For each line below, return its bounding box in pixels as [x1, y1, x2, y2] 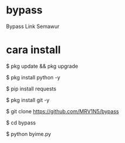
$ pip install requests [6, 85, 57, 92]
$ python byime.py [6, 130, 51, 137]
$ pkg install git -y [6, 96, 50, 103]
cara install [6, 43, 61, 57]
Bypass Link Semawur [6, 23, 60, 30]
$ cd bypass [6, 119, 36, 126]
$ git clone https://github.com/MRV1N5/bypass [6, 107, 119, 114]
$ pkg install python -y [6, 74, 60, 81]
